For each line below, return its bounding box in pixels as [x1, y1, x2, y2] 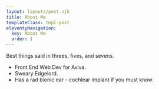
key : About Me [11, 31, 46, 37]
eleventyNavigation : [6, 25, 57, 31]
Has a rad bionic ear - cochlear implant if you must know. [14, 76, 154, 83]
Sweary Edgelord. [14, 70, 58, 77]
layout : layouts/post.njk [6, 8, 69, 15]
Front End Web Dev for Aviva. [14, 64, 87, 71]
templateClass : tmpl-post [6, 19, 69, 25]
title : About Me [6, 14, 46, 20]
